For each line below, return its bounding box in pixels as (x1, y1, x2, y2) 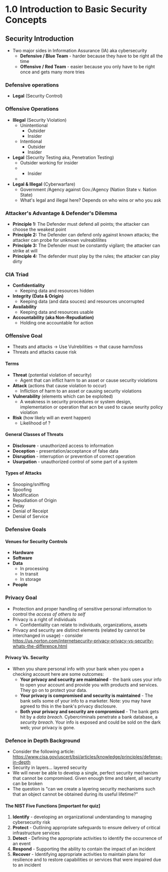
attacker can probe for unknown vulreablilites (12, 237, 107, 243)
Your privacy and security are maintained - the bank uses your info (20, 676, 162, 682)
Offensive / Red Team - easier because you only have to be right (20, 64, 155, 69)
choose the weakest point (12, 226, 66, 232)
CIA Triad (5, 271, 29, 278)
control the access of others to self (12, 611, 86, 617)
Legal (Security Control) (12, 93, 63, 99)
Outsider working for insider (20, 159, 78, 165)
